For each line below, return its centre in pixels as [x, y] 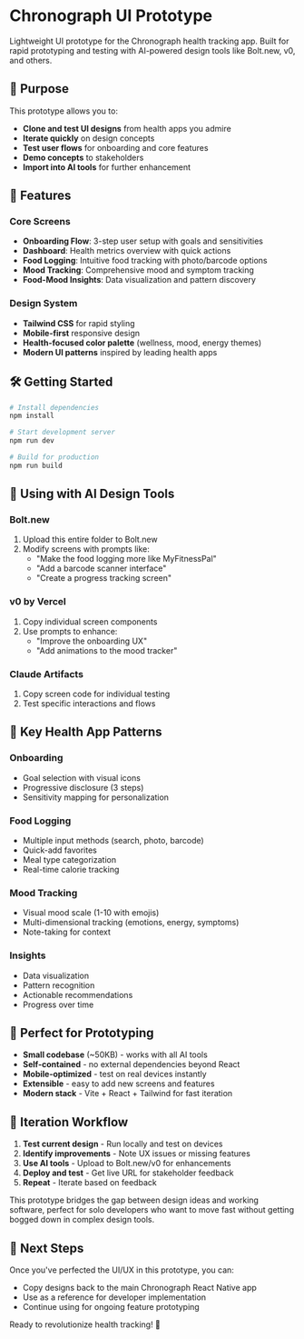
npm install [32, 416]
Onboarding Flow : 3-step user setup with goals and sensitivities [142, 241]
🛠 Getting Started [61, 382]
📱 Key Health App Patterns [86, 732]
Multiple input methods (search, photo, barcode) [113, 841]
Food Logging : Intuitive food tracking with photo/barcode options [145, 261]
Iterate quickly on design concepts [88, 138]
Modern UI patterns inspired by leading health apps [120, 352]
